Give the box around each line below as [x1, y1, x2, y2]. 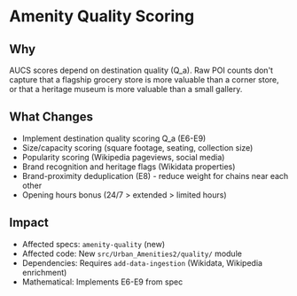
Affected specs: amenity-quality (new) [21, 238, 166, 249]
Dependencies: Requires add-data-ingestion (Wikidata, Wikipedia [21, 257, 263, 268]
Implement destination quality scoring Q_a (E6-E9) [21, 133, 207, 144]
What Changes [9, 109, 94, 125]
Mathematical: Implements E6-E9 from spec [21, 277, 184, 287]
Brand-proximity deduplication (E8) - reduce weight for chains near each [21, 170, 289, 181]
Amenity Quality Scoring [9, 6, 195, 27]
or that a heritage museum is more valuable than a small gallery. [9, 84, 243, 94]
